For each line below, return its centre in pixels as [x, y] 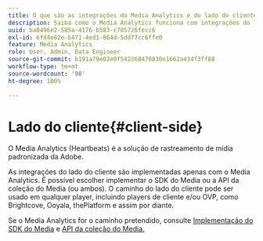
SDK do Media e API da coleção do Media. [76, 229]
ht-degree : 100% [34, 81]
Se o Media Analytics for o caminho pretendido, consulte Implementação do [131, 221]
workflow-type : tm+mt [43, 67]
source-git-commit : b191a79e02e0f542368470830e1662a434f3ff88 [112, 60]
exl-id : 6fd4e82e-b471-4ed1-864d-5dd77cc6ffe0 [85, 37]
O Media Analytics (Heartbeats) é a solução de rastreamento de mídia [121, 148]
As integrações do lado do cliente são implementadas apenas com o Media [129, 172]
